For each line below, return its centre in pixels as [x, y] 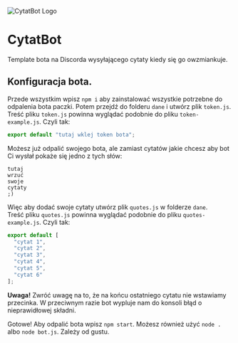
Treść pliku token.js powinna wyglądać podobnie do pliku [93, 114]
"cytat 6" [28, 275]
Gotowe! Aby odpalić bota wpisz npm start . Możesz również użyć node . [114, 324]
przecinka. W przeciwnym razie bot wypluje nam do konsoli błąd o [105, 302]
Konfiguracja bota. [50, 82]
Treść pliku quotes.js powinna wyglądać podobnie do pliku [94, 214]
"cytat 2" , [30, 248]
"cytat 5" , [30, 268]
